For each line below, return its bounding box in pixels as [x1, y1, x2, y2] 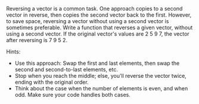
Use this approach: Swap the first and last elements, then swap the [14, 59, 180, 67]
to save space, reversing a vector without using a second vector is [6, 18, 169, 24]
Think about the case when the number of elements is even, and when [14, 85, 188, 92]
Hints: [6, 48, 21, 55]
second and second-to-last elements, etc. [14, 66, 118, 73]
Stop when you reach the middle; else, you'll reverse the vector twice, [14, 73, 186, 79]
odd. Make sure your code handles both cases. [14, 92, 131, 98]
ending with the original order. [14, 78, 89, 86]
